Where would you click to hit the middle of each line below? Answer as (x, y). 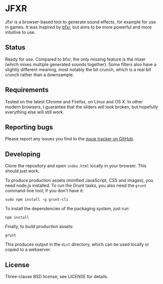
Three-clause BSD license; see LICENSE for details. (57, 276)
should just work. (22, 171)
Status (15, 47)
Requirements (27, 90)
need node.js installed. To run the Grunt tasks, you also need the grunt (76, 185)
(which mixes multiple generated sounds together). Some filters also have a (81, 64)
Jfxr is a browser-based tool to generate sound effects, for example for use (81, 22)
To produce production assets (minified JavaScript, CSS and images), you (79, 181)
